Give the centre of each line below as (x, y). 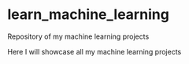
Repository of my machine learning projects (78, 36)
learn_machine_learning (89, 15)
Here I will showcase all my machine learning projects (94, 51)
